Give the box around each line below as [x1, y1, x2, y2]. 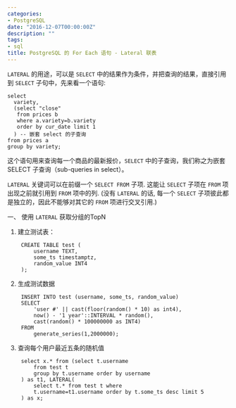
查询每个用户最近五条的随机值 [17, 343, 104, 352]
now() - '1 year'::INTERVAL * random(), [33, 312, 154, 319]
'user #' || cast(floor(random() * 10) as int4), [33, 305, 182, 313]
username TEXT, [33, 248, 78, 255]
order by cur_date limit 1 [16, 123, 97, 130]
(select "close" [13, 105, 61, 112]
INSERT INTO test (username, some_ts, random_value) [20, 293, 179, 300]
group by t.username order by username [33, 370, 151, 377]
